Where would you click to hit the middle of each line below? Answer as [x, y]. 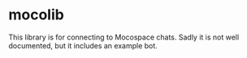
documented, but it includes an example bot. [83, 45]
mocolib [37, 15]
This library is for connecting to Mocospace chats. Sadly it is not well [124, 37]
